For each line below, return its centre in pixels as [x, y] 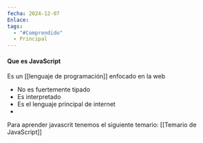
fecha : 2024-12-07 [33, 13]
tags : [15, 26]
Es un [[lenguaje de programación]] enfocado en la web [86, 76]
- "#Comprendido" [38, 33]
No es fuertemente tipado [54, 89]
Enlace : [18, 20]
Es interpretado [39, 97]
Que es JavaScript [34, 61]
